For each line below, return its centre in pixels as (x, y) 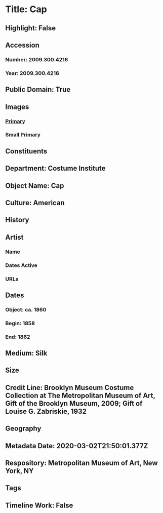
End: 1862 (18, 337)
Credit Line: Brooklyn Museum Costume (70, 388)
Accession (22, 45)
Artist (14, 237)
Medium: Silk (26, 353)
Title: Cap (26, 9)
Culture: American (35, 203)
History (17, 220)
